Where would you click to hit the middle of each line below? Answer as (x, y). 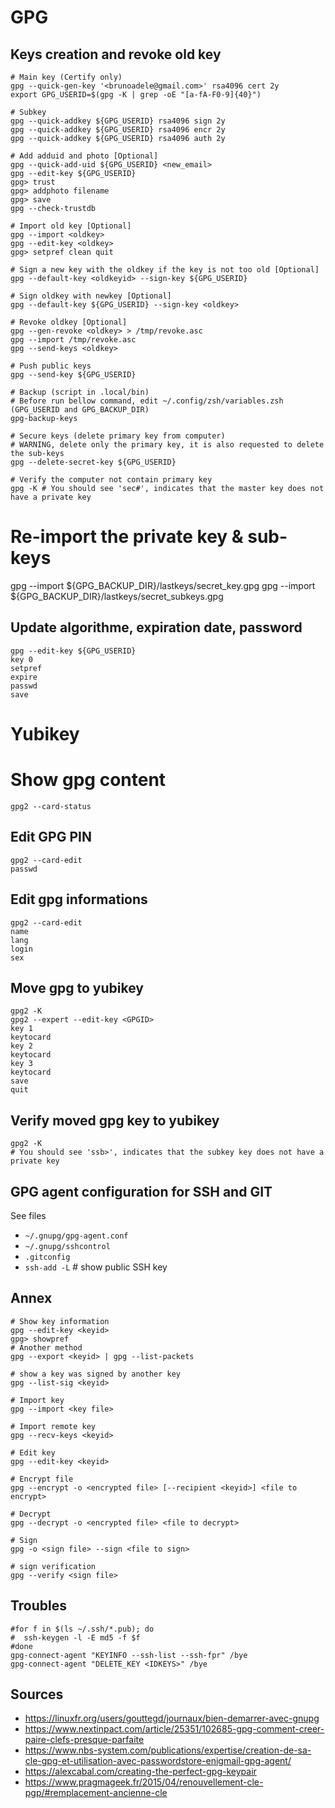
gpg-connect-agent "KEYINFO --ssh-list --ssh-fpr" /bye (129, 1655)
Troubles (39, 1606)
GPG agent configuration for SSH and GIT (141, 1191)
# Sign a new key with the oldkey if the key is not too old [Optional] (165, 270)
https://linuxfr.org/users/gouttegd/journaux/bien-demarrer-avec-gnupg (172, 1718)
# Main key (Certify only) (66, 77)
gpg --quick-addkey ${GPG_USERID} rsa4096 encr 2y (118, 130)
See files (28, 1215)
